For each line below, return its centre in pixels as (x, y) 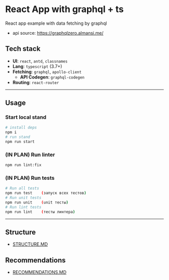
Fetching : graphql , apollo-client (47, 72)
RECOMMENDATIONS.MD (39, 272)
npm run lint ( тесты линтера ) (40, 212)
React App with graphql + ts (65, 9)
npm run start (20, 142)
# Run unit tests (23, 198)
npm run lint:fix (23, 165)
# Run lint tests (23, 207)
